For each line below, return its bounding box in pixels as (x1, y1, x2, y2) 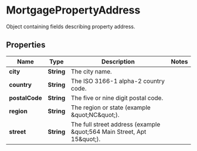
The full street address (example (71, 120, 161, 128)
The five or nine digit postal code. (71, 93, 164, 102)
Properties (6, 40, 46, 50)
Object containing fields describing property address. (6, 23, 135, 30)
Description (101, 57, 135, 65)
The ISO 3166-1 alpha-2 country (71, 77, 165, 85)
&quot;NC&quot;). (71, 110, 120, 119)
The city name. (71, 67, 113, 75)
